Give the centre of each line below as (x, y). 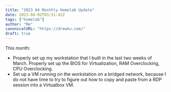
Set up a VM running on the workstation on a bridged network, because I (89, 74)
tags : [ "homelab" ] (25, 19)
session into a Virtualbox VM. (43, 85)
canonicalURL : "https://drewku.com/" (45, 29)
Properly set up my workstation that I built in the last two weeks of (82, 58)
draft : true (18, 34)
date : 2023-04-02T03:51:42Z (35, 15)
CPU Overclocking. (33, 69)
